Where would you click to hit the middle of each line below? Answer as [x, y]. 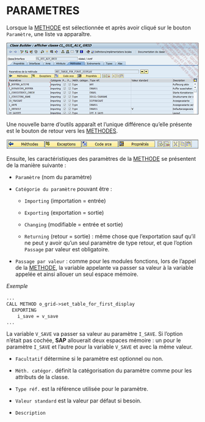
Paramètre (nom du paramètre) [53, 177]
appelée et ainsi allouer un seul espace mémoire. [77, 274]
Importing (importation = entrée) [65, 201]
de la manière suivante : [36, 165]
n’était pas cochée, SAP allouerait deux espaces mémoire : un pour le [94, 340]
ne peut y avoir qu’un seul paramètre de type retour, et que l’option [108, 243]
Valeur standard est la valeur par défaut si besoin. [78, 401]
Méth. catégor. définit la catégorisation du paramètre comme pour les [103, 370]
